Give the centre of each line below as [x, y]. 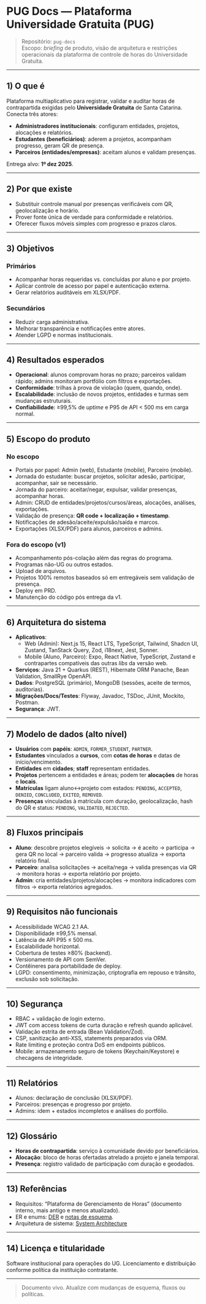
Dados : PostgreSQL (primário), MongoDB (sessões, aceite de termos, [103, 683]
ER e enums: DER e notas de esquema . [64, 1217]
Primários [21, 266]
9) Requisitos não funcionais [62, 912]
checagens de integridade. [49, 1058]
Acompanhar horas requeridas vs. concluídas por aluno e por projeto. [103, 279]
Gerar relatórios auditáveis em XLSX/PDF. [68, 293]
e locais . [26, 781]
